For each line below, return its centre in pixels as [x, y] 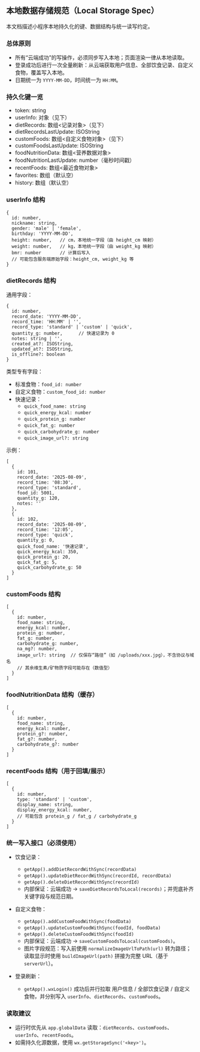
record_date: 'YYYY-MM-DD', [47, 316]
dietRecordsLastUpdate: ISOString [57, 132]
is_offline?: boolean [39, 354]
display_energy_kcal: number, [55, 810]
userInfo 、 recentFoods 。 [46, 1035]
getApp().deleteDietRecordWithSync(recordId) [81, 882]
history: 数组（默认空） [43, 183]
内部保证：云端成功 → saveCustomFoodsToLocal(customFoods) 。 [101, 941]
